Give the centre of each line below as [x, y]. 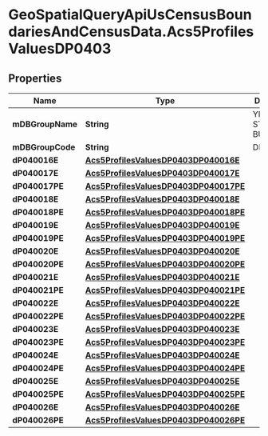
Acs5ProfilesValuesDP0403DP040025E [162, 381]
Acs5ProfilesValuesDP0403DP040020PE [165, 264]
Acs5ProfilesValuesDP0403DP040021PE [165, 290]
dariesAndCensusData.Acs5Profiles [131, 32]
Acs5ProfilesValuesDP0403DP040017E [162, 173]
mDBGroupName [45, 124]
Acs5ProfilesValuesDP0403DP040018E [162, 199]
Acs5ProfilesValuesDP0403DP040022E [162, 303]
